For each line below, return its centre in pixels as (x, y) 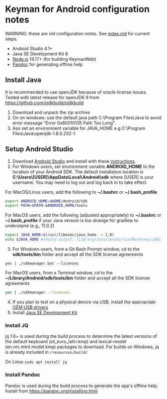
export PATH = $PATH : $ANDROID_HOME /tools (46, 206)
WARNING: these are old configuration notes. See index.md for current (78, 33)
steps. (11, 39)
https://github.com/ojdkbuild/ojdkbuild (44, 103)
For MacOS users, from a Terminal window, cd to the (59, 273)
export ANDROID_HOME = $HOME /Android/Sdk (46, 201)
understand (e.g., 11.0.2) (30, 226)
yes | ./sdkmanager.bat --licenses (42, 264)
